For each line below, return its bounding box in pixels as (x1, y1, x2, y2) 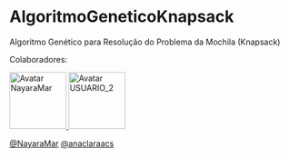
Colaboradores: (9, 54, 68, 64)
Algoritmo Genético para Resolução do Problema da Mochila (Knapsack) (9, 36, 281, 47)
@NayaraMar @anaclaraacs (9, 138, 115, 149)
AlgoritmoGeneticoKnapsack (9, 6, 234, 27)
